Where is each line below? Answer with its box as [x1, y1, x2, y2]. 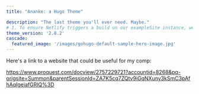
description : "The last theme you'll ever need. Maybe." [6, 19, 150, 25]
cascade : [6, 36, 28, 42]
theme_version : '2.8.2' [6, 30, 65, 36]
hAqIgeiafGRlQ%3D [6, 81, 54, 88]
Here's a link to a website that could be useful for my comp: [6, 57, 152, 64]
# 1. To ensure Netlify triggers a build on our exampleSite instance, [6, 25, 187, 31]
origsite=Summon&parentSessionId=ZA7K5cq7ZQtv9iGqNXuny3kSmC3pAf [6, 75, 191, 82]
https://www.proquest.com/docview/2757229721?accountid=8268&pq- [6, 69, 181, 75]
